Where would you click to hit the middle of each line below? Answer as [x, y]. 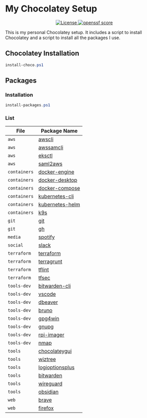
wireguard [50, 384]
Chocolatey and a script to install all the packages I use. [63, 38]
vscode [47, 294]
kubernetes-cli [56, 196]
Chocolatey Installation [42, 53]
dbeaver [48, 302]
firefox [46, 408]
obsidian [48, 392]
